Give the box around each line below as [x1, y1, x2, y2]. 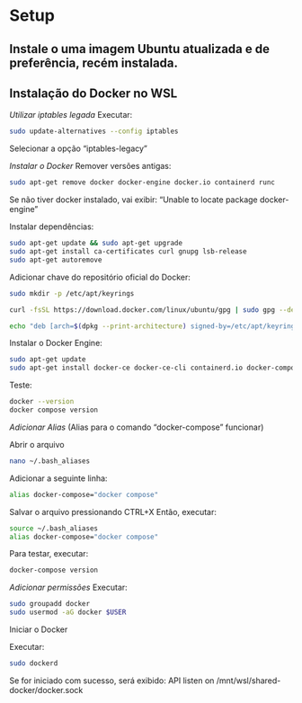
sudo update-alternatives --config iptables [9, 127, 179, 136]
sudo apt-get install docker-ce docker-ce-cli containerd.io [9, 363, 244, 373]
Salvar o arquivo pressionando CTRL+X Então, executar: [9, 506, 218, 517]
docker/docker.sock [9, 684, 84, 695]
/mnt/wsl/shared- [216, 675, 281, 686]
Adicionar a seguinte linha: [9, 473, 108, 484]
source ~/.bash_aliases [9, 523, 99, 533]
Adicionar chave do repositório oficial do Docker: [9, 271, 191, 282]
